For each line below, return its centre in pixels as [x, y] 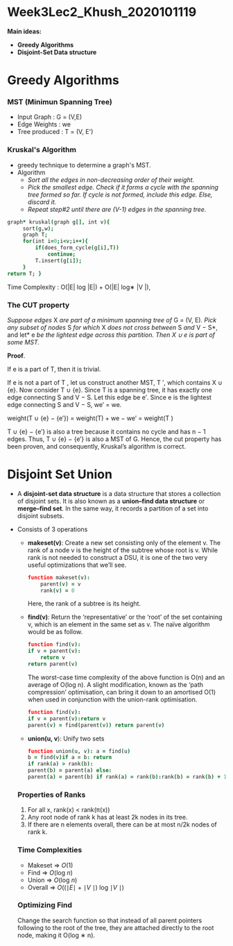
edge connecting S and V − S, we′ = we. [64, 404]
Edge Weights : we [44, 124]
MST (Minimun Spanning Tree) [60, 102]
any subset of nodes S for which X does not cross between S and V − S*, [112, 327]
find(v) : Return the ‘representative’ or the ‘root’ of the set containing [125, 617]
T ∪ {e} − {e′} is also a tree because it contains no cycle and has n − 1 [106, 431]
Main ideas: [24, 31]
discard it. [42, 201]
